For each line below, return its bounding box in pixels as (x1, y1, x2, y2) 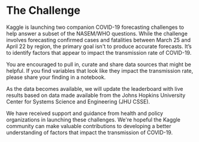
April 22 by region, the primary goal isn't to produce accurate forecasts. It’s (6, 43, 192, 50)
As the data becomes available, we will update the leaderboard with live (6, 85, 183, 92)
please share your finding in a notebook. (6, 73, 106, 81)
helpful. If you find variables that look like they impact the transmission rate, (6, 67, 194, 74)
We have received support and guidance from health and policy (6, 110, 164, 117)
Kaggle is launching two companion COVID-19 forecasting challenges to (6, 23, 185, 31)
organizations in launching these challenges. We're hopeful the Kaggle (6, 116, 181, 123)
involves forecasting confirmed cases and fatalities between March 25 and (6, 36, 191, 43)
